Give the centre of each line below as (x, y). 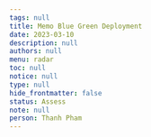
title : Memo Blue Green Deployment (76, 26)
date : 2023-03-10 (42, 34)
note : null (30, 110)
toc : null (28, 68)
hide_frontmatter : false (56, 93)
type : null (30, 85)
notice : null (34, 77)
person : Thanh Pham (46, 118)
